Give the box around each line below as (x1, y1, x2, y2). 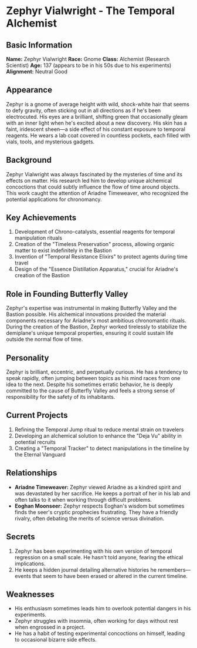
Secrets (6, 532, 35, 542)
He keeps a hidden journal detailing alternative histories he (14, 566, 157, 573)
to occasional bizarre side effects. (14, 636, 97, 643)
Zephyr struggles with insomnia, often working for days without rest (14, 617, 179, 625)
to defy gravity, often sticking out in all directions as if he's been (6, 107, 161, 114)
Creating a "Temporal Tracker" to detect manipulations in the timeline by (14, 445, 189, 452)
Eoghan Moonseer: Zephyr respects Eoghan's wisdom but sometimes (14, 502, 185, 509)
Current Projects (6, 410, 68, 421)
